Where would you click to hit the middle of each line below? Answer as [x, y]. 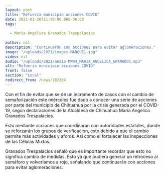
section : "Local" [23, 75]
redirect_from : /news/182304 [36, 80]
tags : [11, 24]
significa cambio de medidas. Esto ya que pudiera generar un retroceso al [81, 156]
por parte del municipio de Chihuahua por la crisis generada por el [74, 105]
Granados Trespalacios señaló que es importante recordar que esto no [78, 151]
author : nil [18, 43]
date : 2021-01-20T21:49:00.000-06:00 [45, 19]
